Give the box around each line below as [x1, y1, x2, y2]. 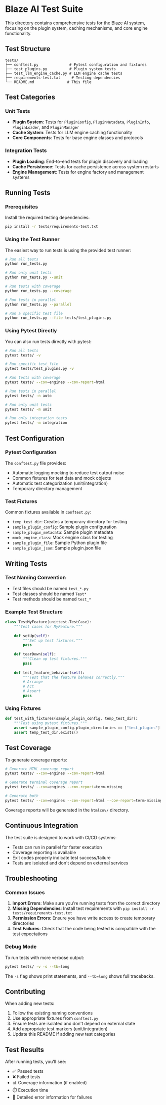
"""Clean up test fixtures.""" [23, 656, 87, 661]
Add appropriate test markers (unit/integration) [12, 1026, 108, 1032]
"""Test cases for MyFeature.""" [14, 624, 83, 629]
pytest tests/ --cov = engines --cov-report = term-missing [5, 785, 123, 790]
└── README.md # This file [5, 79, 92, 85]
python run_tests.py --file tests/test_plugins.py [5, 315, 112, 320]
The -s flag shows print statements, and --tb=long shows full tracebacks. [5, 973, 155, 979]
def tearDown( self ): [14, 652, 56, 657]
